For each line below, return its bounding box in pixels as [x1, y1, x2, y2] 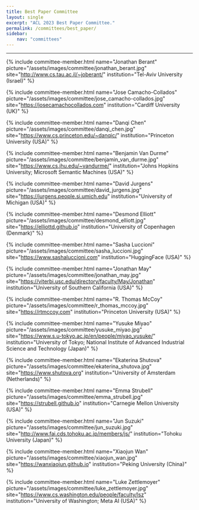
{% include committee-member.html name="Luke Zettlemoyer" [6, 478, 161, 485]
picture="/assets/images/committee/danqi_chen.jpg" [6, 125, 136, 133]
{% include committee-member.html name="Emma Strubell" [6, 387, 153, 394]
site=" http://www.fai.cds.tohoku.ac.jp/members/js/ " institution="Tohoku [6, 430, 182, 437]
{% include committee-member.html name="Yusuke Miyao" [6, 320, 152, 327]
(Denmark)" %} [6, 229, 44, 237]
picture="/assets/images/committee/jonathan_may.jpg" [6, 272, 141, 278]
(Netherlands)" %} [6, 376, 52, 382]
